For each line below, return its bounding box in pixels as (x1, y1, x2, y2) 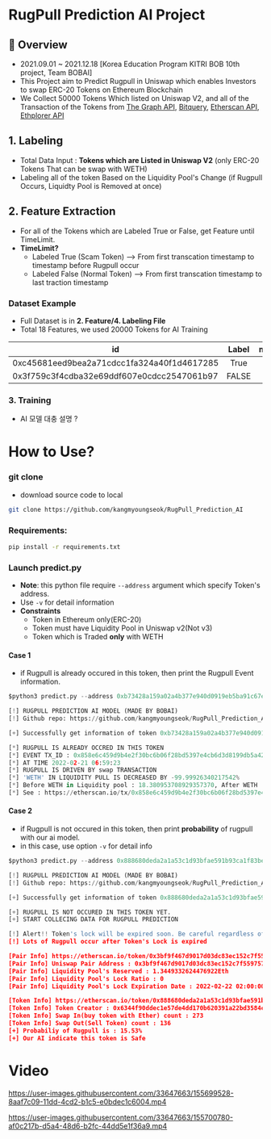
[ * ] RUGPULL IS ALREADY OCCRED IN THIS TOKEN (8, 743, 164, 752)
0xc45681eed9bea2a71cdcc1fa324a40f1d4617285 (12, 357, 219, 368)
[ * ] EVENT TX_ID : (8, 751, 70, 760)
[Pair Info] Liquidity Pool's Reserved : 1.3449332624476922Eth (8, 967, 229, 975)
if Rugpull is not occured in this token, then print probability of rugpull (19, 824, 253, 834)
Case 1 (8, 650, 31, 660)
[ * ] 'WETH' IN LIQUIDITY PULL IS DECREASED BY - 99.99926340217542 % (8, 773, 240, 782)
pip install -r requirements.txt (8, 542, 121, 551)
